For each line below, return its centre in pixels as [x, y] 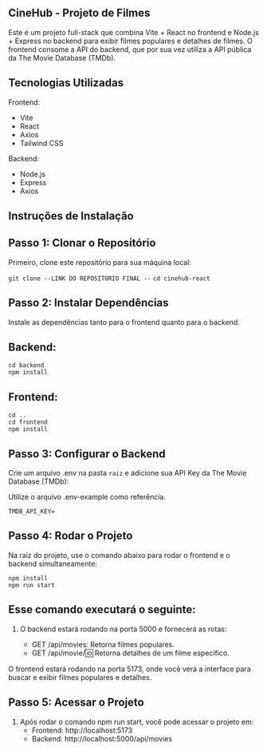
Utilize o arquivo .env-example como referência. [87, 497]
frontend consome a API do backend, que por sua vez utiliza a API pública [130, 49]
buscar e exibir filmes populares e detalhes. [80, 677]
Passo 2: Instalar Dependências [88, 303]
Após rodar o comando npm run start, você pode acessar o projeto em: [137, 721]
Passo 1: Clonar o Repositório [82, 243]
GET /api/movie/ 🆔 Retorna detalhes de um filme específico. [130, 653]
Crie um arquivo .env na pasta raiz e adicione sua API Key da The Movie [128, 473]
